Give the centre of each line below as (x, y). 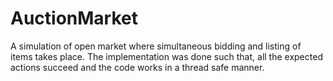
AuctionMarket (74, 18)
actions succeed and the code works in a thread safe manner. (137, 67)
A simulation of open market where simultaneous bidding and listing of (156, 46)
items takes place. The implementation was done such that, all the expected (166, 56)
